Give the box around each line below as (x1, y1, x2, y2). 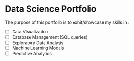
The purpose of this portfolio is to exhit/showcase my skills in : (5, 19, 130, 25)
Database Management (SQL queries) (12, 34, 88, 40)
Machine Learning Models (12, 45, 64, 51)
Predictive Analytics (12, 51, 52, 57)
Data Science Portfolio (5, 3, 97, 15)
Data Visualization (12, 29, 48, 34)
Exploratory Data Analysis (12, 40, 64, 46)
